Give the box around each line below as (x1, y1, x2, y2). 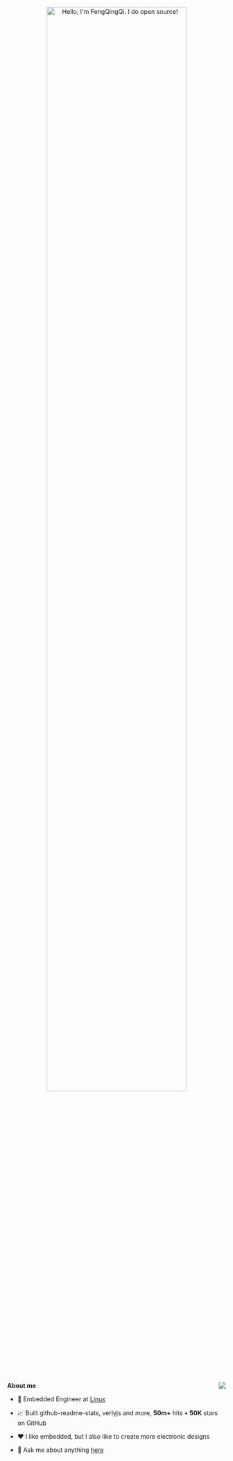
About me (7, 1382, 37, 1389)
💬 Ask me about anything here (17, 1446, 104, 1454)
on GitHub (17, 1419, 47, 1427)
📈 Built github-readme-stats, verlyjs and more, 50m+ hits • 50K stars (17, 1409, 218, 1417)
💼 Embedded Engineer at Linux (17, 1395, 106, 1403)
